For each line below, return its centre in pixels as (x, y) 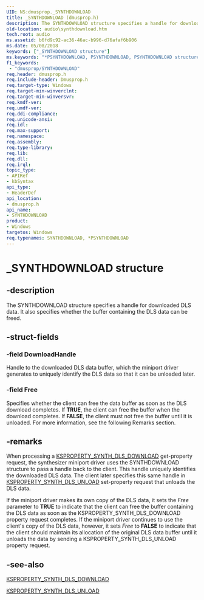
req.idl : (17, 125)
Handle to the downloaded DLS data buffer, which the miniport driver (93, 368)
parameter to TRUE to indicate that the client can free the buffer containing (100, 507)
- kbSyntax (20, 182)
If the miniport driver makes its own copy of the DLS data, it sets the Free (98, 500)
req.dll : (17, 159)
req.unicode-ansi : (29, 119)
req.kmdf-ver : (24, 102)
